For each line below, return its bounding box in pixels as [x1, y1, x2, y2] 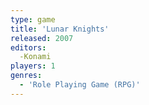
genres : [10, 71, 43, 81]
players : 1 [10, 61, 56, 71]
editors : [10, 42, 47, 53]
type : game [10, 14, 56, 25]
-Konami [19, 52, 52, 62]
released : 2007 [10, 33, 74, 43]
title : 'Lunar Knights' [10, 24, 110, 34]
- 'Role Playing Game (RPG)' [19, 80, 141, 90]
